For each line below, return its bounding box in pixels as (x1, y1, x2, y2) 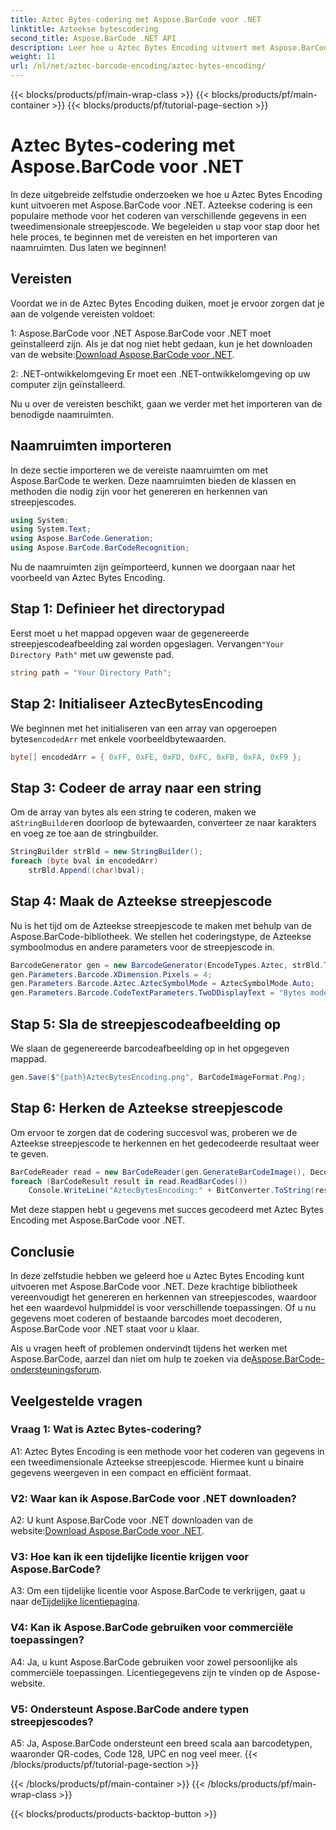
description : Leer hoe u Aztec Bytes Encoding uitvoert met (10, 42, 267, 53)
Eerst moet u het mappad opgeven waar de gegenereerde (10, 627, 250, 639)
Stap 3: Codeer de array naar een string (10, 779, 262, 796)
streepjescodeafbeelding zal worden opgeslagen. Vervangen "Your (10, 637, 285, 650)
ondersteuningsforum (10, 1364, 100, 1376)
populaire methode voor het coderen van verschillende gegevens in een (10, 209, 307, 221)
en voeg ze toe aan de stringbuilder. (10, 827, 159, 840)
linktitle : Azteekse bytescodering (10, 24, 159, 34)
